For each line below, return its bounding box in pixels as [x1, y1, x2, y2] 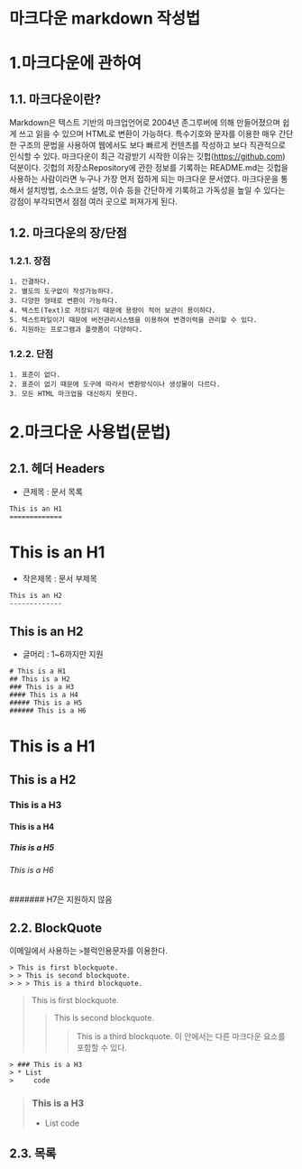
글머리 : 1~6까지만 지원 [22, 649, 104, 659]
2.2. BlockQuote [9, 920, 103, 935]
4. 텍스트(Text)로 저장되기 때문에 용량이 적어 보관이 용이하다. [9, 306, 216, 315]
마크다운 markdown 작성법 [9, 8, 201, 29]
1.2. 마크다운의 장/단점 [9, 225, 128, 240]
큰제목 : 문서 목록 [22, 486, 83, 497]
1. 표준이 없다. [9, 371, 61, 380]
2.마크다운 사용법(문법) [9, 422, 171, 443]
